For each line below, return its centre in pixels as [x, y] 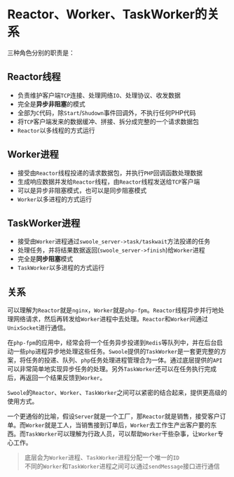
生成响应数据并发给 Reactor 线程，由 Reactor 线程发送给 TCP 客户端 [109, 181]
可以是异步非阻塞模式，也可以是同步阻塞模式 [82, 190]
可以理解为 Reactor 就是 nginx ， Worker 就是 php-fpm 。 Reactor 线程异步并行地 [113, 310]
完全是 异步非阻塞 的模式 [51, 104]
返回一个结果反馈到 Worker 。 [66, 378]
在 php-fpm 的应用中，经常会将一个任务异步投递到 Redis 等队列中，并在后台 [112, 343]
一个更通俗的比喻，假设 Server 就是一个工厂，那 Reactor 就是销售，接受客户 [114, 416]
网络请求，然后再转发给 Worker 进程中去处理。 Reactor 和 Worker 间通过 [111, 319]
